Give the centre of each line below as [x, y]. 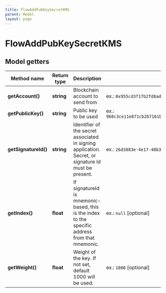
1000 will [84, 277]
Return [60, 76]
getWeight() [22, 268]
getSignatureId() [28, 149]
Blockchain [86, 90]
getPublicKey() [26, 113]
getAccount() [24, 96]
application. [87, 149]
